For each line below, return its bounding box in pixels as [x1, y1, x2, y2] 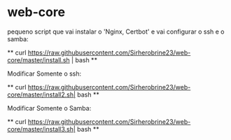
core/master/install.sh [7, 55, 70, 64]
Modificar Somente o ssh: [7, 69, 82, 78]
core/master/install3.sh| [7, 125, 76, 133]
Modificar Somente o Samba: [7, 104, 92, 112]
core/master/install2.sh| [7, 90, 76, 99]
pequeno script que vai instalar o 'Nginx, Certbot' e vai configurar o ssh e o [7, 27, 225, 36]
